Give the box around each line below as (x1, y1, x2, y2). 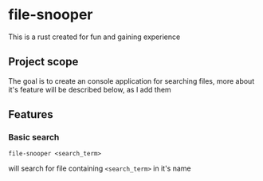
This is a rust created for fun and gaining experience (8, 32, 181, 41)
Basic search (8, 132, 60, 143)
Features (8, 108, 53, 121)
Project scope (8, 55, 79, 69)
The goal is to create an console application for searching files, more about (8, 76, 255, 85)
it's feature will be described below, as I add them (8, 85, 171, 94)
